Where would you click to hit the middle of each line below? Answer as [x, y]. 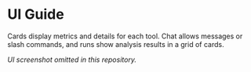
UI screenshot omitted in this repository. [72, 59]
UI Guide [36, 14]
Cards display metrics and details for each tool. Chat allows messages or [125, 36]
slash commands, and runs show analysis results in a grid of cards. [116, 44]
